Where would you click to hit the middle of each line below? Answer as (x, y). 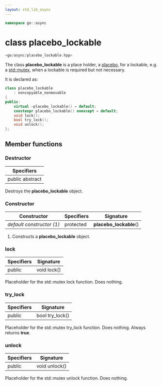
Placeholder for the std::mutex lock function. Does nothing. (64, 282)
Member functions (34, 144)
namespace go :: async (26, 23)
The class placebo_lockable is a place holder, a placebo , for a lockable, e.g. (81, 65)
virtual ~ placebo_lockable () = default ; (55, 106)
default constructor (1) (33, 225)
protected (75, 225)
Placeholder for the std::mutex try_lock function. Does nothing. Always (75, 328)
